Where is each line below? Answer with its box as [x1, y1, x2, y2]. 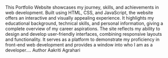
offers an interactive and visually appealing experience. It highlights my [5, 15, 154, 21]
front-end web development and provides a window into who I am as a [5, 42, 153, 47]
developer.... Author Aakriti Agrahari [5, 47, 80, 53]
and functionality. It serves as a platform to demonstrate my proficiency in [5, 36, 160, 42]
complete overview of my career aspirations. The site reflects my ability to [5, 26, 160, 32]
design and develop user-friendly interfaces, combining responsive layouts [5, 31, 162, 37]
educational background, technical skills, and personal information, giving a [5, 20, 163, 26]
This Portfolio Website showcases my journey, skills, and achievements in [5, 5, 159, 10]
